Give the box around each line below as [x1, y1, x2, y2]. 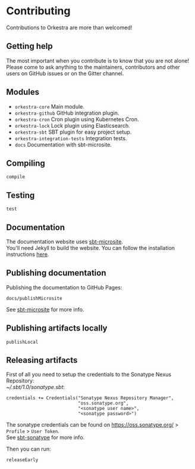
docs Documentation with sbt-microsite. [14, 141, 112, 148]
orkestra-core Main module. [14, 103, 85, 110]
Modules [6, 87, 40, 97]
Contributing [6, 4, 71, 18]
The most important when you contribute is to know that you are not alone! [6, 57, 189, 64]
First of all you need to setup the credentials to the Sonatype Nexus [6, 371, 171, 378]
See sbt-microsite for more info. [6, 306, 84, 313]
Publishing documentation [6, 268, 106, 278]
